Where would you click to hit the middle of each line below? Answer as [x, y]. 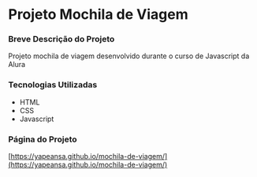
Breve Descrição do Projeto [61, 39]
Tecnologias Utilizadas [53, 85]
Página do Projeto [43, 139]
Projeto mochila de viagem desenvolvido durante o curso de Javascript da [129, 56]
